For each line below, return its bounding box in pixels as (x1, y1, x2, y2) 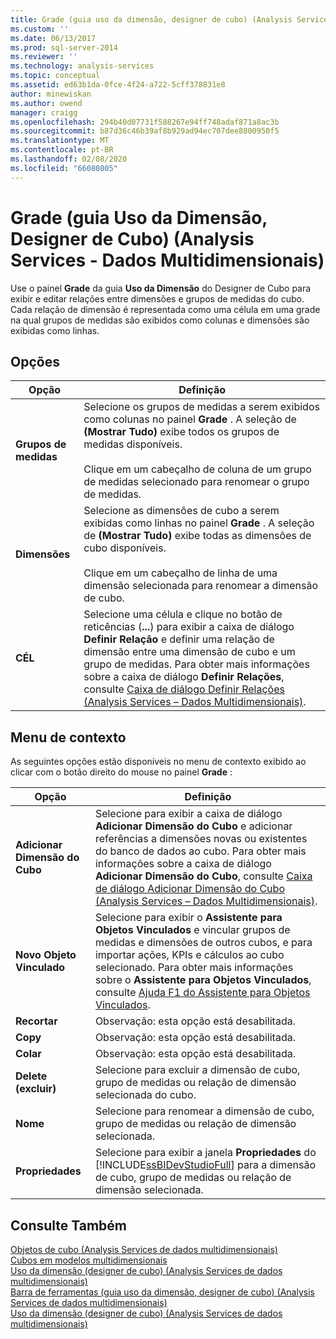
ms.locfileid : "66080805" (10, 163, 118, 173)
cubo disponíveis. (83, 541, 167, 555)
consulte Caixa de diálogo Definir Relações (83, 682, 285, 696)
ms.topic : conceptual (10, 71, 101, 81)
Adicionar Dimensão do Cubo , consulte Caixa (94, 869, 313, 883)
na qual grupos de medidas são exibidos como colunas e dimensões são (10, 314, 310, 326)
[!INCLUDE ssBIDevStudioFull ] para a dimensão (94, 1158, 317, 1172)
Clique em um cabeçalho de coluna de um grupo (83, 462, 312, 476)
